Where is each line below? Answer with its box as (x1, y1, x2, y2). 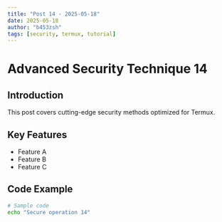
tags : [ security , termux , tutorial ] (7, 30, 116, 38)
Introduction (7, 89, 64, 101)
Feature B (17, 155, 46, 164)
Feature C (17, 163, 47, 171)
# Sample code (7, 202, 50, 209)
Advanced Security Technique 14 (7, 61, 208, 77)
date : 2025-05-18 (7, 17, 59, 24)
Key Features (7, 129, 68, 141)
